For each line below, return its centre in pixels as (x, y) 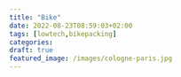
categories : (31, 42)
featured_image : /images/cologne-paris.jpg (91, 58)
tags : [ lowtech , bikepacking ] (63, 34)
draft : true (31, 50)
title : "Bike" (35, 17)
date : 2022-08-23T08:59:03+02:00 (71, 26)
